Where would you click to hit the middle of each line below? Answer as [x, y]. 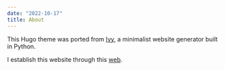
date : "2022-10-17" [35, 13]
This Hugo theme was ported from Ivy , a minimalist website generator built [113, 39]
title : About [26, 20]
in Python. [22, 46]
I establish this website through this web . [65, 59]
